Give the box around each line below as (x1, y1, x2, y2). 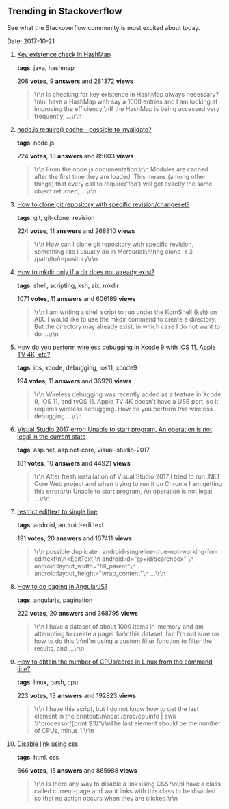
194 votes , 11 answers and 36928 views (16, 376, 132, 385)
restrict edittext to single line (16, 507, 98, 516)
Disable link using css (16, 740, 79, 748)
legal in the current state (16, 432, 86, 441)
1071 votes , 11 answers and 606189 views (16, 294, 136, 302)
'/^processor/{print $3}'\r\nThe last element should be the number (33, 719, 221, 727)
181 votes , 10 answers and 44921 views (16, 459, 131, 467)
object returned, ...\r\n (33, 186, 97, 195)
